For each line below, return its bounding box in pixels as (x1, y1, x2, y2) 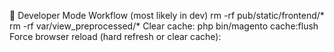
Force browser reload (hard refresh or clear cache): (9, 31, 222, 42)
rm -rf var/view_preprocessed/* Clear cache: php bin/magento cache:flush (9, 20, 319, 32)
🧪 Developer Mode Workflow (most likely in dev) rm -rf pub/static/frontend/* (9, 10, 325, 21)
